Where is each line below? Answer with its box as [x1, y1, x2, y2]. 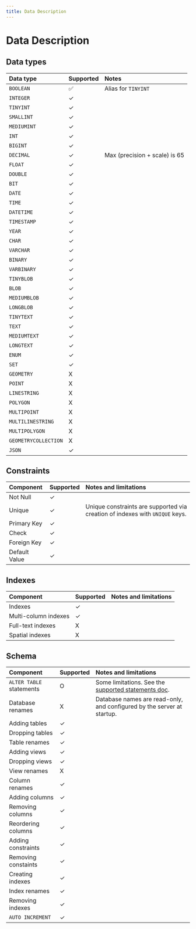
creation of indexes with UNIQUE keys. [85, 510, 187, 518]
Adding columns [9, 793, 54, 801]
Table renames [9, 739, 50, 747]
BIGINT [9, 142, 27, 149]
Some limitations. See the [95, 678, 165, 686]
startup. [95, 710, 117, 718]
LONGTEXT [9, 342, 33, 349]
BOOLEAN [9, 85, 30, 91]
